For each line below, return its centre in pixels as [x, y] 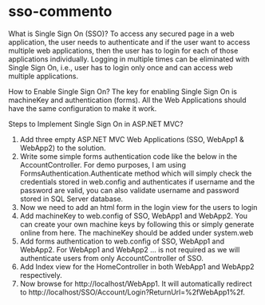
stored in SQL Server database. [71, 199]
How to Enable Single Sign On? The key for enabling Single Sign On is [123, 91]
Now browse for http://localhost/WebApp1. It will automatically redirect [136, 283]
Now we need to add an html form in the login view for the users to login [138, 207]
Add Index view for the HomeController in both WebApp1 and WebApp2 [137, 267]
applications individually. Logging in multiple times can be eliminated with [129, 59]
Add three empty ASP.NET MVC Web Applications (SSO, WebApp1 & [132, 139]
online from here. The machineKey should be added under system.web [136, 232]
